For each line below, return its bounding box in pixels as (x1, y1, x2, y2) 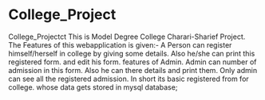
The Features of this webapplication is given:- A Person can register (8, 40, 232, 49)
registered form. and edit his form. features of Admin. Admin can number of (8, 57, 257, 67)
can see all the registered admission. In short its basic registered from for (8, 74, 249, 83)
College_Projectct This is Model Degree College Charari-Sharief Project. (8, 32, 246, 41)
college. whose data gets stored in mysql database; (8, 82, 178, 92)
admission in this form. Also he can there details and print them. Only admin (8, 65, 258, 75)
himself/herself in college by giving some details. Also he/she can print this (8, 48, 255, 58)
